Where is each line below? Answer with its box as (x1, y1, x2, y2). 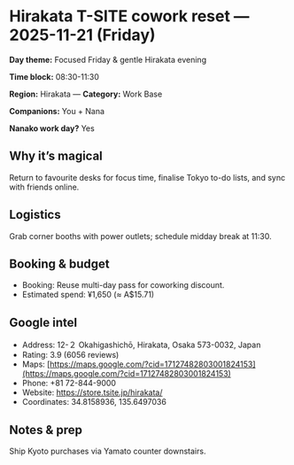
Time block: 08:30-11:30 (9, 71, 100, 81)
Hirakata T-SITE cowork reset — (9, 6, 250, 27)
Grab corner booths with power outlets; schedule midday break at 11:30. (9, 230, 272, 241)
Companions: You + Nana (9, 105, 104, 116)
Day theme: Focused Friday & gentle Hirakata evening (9, 54, 206, 65)
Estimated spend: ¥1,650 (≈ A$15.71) (21, 290, 155, 300)
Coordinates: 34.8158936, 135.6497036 (21, 397, 166, 407)
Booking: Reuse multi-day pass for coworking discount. (21, 280, 225, 291)
